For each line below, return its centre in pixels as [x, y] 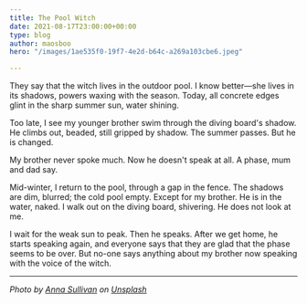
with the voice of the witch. [61, 263]
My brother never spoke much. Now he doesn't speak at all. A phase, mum [150, 160]
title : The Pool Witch [53, 18]
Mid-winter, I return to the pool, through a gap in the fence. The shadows [147, 187]
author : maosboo [40, 43]
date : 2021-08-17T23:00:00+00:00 [73, 26]
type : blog [30, 35]
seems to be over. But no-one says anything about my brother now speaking [153, 254]
